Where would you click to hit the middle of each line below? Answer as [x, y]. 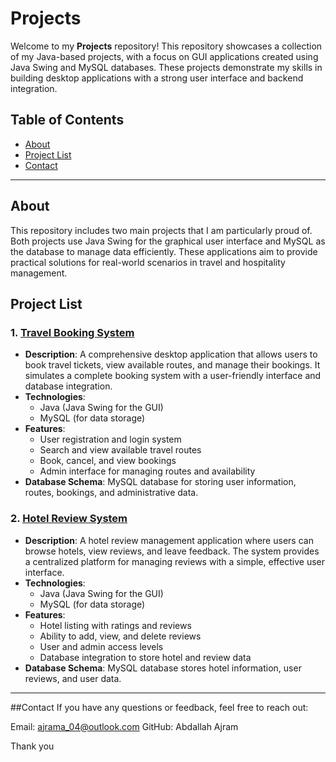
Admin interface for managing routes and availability [147, 471]
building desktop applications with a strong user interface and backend [157, 78]
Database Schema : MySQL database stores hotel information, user [163, 668]
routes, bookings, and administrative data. [111, 493]
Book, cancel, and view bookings [108, 461]
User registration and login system [110, 439]
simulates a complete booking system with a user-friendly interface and [173, 376]
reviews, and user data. [73, 678]
